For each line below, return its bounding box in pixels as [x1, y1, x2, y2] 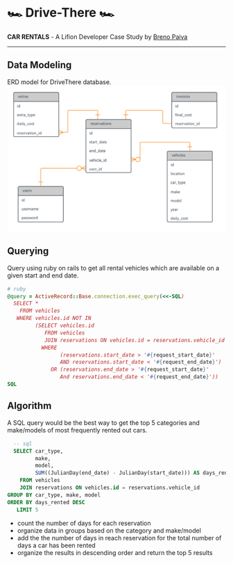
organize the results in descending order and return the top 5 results [17, 548, 213, 556]
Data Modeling [7, 59, 72, 71]
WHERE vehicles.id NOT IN [16, 315, 92, 322]
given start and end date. [7, 271, 79, 280]
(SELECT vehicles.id [35, 322, 95, 330]
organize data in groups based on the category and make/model [17, 526, 201, 535]
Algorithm [7, 400, 52, 412]
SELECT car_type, [13, 447, 64, 455]
